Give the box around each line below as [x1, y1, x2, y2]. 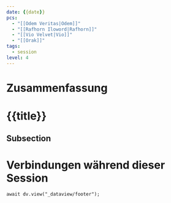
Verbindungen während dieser [6, 158, 165, 172]
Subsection [6, 133, 51, 144]
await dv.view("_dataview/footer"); [6, 191, 100, 197]
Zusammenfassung [6, 81, 108, 95]
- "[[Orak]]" [12, 37, 45, 44]
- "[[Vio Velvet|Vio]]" [12, 32, 72, 38]
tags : [6, 44, 20, 50]
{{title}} [6, 109, 47, 123]
